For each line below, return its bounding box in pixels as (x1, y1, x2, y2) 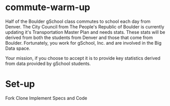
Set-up (5, 78, 35, 90)
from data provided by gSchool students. (5, 60, 91, 66)
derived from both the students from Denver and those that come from (5, 34, 153, 41)
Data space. (5, 45, 30, 51)
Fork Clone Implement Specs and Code (5, 95, 88, 101)
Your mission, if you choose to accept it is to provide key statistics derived (5, 55, 161, 61)
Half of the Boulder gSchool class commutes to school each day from (5, 18, 151, 24)
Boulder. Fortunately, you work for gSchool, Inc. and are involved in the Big (5, 40, 161, 46)
